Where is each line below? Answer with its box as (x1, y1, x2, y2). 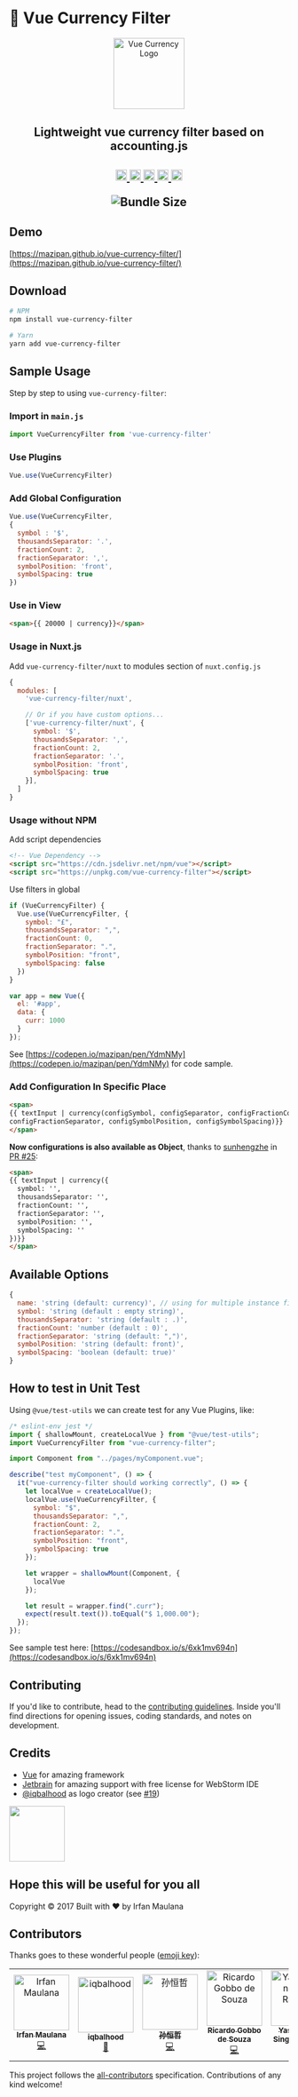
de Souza (216, 2034, 252, 2045)
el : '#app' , (17, 999, 62, 1009)
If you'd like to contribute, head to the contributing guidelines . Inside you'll (9, 1701, 281, 1712)
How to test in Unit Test (9, 1381, 140, 1396)
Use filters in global (9, 884, 81, 894)
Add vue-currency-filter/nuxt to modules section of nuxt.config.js (9, 661, 262, 671)
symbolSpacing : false (25, 958, 105, 967)
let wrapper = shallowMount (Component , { (25, 1569, 180, 1577)
